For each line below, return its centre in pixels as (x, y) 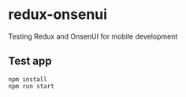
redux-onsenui (58, 15)
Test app (30, 61)
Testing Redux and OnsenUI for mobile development (93, 36)
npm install (28, 79)
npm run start (32, 86)
